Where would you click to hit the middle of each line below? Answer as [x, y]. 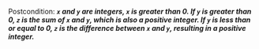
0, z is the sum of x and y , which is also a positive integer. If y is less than [129, 20]
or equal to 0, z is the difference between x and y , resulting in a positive [127, 28]
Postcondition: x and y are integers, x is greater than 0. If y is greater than [130, 11]
